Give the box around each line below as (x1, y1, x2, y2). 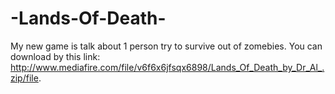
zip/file (10, 72, 39, 84)
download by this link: (10, 50, 101, 62)
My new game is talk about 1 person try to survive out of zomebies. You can (10, 40, 323, 52)
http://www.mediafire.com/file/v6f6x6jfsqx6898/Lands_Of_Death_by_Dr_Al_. (10, 61, 325, 73)
